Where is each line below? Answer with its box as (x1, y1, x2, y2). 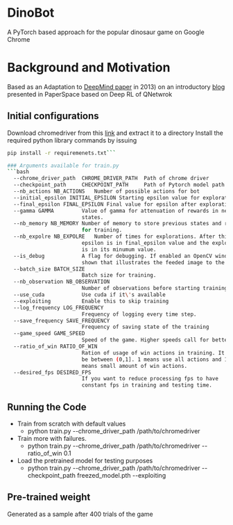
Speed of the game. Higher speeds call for (81, 337, 209, 344)
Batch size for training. (81, 272, 157, 279)
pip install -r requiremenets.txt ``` (7, 150, 116, 156)
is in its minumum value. (81, 245, 157, 253)
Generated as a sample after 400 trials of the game (7, 510, 154, 518)
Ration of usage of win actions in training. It (81, 349, 225, 356)
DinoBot (7, 5, 55, 21)
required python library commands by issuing (7, 136, 137, 144)
